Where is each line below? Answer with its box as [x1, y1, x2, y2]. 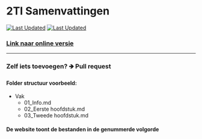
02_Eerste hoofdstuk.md [23, 105, 85, 113]
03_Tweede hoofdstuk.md [23, 112, 89, 119]
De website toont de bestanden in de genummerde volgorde [6, 125, 159, 133]
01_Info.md [23, 99, 52, 107]
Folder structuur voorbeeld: [6, 79, 77, 87]
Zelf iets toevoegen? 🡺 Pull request [6, 62, 111, 70]
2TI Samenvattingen [6, 4, 110, 18]
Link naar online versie [6, 39, 74, 48]
